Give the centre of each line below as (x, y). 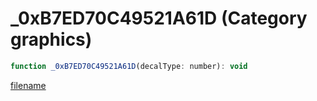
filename (28, 85)
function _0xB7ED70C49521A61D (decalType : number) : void (129, 66)
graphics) (51, 39)
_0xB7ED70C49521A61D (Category (159, 18)
